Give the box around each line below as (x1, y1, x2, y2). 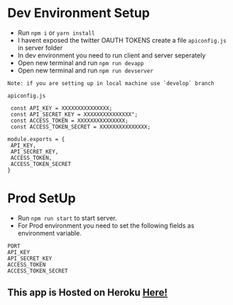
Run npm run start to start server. (17, 213, 117, 222)
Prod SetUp (7, 190, 76, 206)
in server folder (17, 43, 63, 52)
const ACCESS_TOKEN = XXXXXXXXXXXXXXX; (10, 117, 129, 124)
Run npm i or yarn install (17, 28, 95, 37)
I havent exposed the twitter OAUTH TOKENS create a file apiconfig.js (17, 35, 227, 44)
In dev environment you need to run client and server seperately (17, 51, 206, 60)
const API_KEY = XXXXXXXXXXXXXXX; (10, 104, 113, 111)
